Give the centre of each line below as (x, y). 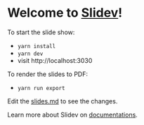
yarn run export (41, 88)
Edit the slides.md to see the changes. (63, 101)
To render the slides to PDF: (47, 74)
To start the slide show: (41, 32)
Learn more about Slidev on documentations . (73, 115)
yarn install (37, 46)
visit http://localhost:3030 (55, 60)
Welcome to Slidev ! (65, 13)
